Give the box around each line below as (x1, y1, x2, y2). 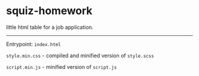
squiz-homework (6, 4, 93, 18)
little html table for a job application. (6, 24, 94, 31)
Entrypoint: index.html (6, 40, 61, 48)
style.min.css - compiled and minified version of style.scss (6, 52, 154, 59)
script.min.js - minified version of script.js (6, 63, 117, 70)
